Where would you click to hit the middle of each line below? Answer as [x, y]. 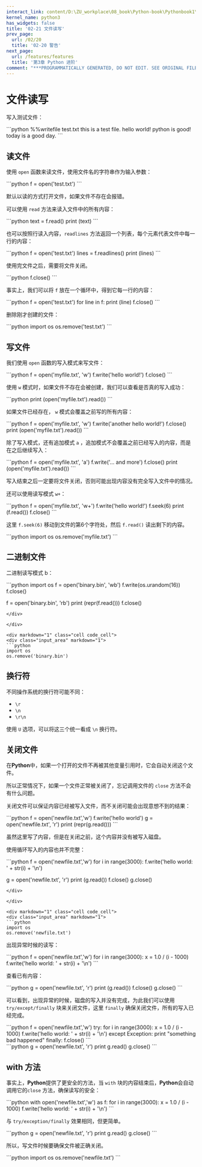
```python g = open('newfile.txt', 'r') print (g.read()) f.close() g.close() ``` [94, 988]
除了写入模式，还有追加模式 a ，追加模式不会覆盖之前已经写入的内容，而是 [99, 442]
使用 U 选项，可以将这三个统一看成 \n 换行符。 [63, 729]
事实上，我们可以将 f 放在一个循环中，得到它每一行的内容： [80, 290]
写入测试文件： [25, 117]
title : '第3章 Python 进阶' [45, 62]
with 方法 [23, 1067]
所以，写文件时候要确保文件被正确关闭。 [56, 1146]
